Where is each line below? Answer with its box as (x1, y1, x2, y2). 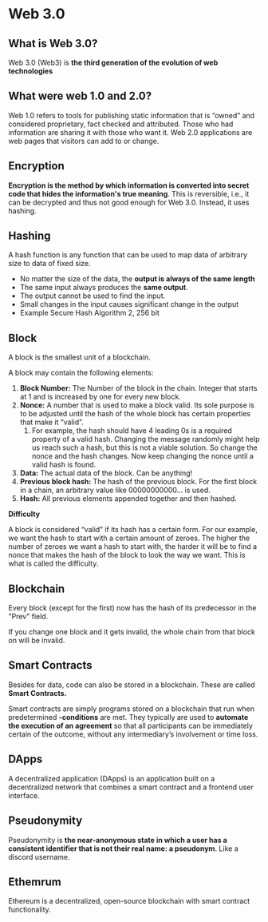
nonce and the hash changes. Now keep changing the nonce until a (31, 451, 254, 461)
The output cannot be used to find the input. (19, 291, 166, 300)
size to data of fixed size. (8, 259, 91, 268)
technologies (8, 66, 53, 76)
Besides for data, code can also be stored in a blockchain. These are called (8, 680, 255, 690)
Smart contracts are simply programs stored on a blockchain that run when (8, 704, 255, 713)
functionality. (8, 904, 52, 915)
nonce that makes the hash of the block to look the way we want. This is (8, 550, 246, 560)
